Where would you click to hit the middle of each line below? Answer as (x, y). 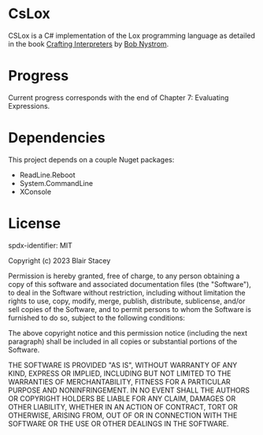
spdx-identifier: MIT (41, 245)
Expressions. (29, 106)
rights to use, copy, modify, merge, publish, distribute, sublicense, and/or (127, 301)
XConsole (35, 191)
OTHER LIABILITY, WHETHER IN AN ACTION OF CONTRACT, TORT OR (123, 407)
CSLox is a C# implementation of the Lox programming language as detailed (132, 35)
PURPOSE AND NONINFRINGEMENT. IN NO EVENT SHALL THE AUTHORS (129, 390)
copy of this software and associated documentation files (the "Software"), (130, 284)
